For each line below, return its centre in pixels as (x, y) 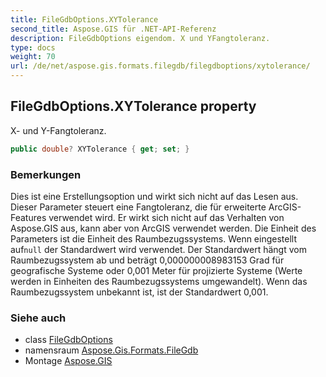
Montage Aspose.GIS (68, 361)
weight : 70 (33, 57)
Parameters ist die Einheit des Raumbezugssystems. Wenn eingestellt (154, 238)
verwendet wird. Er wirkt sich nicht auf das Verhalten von (166, 217)
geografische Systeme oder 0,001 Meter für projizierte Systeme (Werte (156, 270)
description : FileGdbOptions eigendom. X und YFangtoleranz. (140, 38)
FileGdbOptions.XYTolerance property (133, 106)
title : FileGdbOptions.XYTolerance (84, 19)
